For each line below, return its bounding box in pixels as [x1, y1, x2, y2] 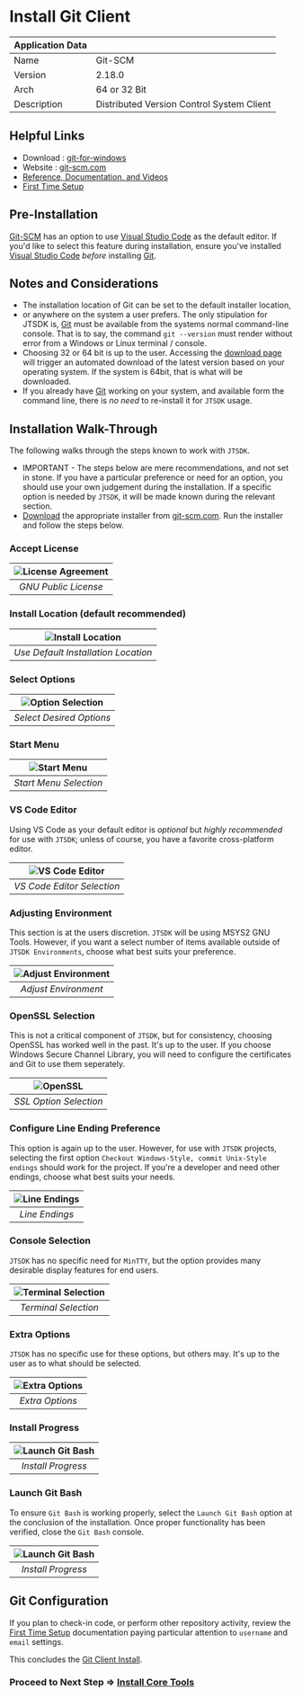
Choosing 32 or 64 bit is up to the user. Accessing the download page [22, 348, 282, 359]
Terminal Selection [19, 1301, 99, 1313]
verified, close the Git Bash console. [9, 1526, 145, 1537]
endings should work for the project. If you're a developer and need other [9, 1161, 280, 1172]
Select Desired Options [13, 712, 111, 724]
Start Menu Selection [13, 777, 103, 789]
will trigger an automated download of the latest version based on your [22, 357, 285, 368]
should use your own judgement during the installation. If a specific [22, 482, 272, 493]
